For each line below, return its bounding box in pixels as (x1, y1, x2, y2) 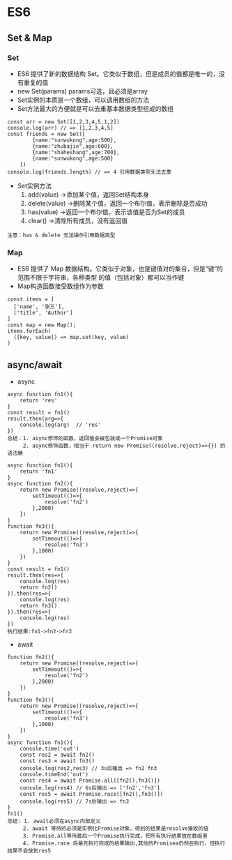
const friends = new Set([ (7, 130, 86, 137)
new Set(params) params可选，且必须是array (17, 86, 148, 95)
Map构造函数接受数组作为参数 (17, 282, 104, 290)
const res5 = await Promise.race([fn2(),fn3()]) (20, 790, 164, 797)
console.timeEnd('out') (20, 771, 89, 778)
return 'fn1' (20, 468, 58, 475)
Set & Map (7, 32, 53, 44)
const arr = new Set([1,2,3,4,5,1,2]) (7, 118, 120, 126)
